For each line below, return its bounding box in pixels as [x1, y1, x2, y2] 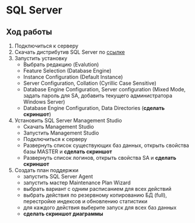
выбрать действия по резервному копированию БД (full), [23, 191, 168, 198]
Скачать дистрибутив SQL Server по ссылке [14, 49, 126, 56]
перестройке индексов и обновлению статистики [23, 198, 148, 205]
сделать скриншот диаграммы [23, 210, 103, 217]
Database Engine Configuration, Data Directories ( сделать [23, 105, 165, 111]
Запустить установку [14, 55, 68, 61]
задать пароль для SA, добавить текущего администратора [23, 92, 173, 99]
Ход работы [6, 27, 53, 37]
